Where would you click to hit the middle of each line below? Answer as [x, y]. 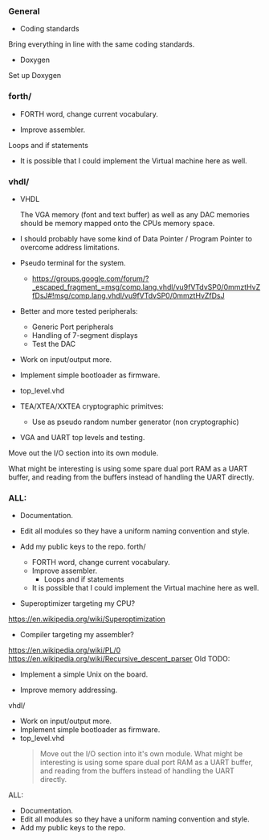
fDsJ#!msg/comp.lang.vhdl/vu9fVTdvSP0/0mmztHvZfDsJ [128, 295]
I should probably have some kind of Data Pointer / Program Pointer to [136, 238]
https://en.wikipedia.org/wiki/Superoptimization [87, 619]
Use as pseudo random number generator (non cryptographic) [135, 422]
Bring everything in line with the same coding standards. [102, 44]
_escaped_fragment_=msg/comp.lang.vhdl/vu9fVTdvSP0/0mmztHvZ [146, 286]
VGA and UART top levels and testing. [82, 437]
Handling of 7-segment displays [85, 335]
